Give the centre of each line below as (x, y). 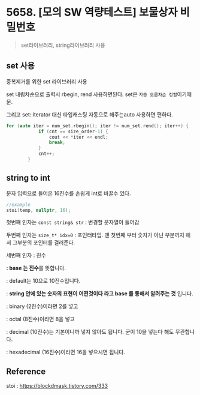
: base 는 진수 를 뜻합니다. (36, 268)
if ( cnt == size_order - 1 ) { (73, 131)
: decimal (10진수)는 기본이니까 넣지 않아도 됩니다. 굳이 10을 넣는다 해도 (90, 332)
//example (19, 205)
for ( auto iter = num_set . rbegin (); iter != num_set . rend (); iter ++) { (97, 126)
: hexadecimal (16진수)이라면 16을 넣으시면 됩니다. (66, 352)
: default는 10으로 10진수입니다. (43, 281)
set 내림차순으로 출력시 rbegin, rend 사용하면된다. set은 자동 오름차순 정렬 (92, 94)
